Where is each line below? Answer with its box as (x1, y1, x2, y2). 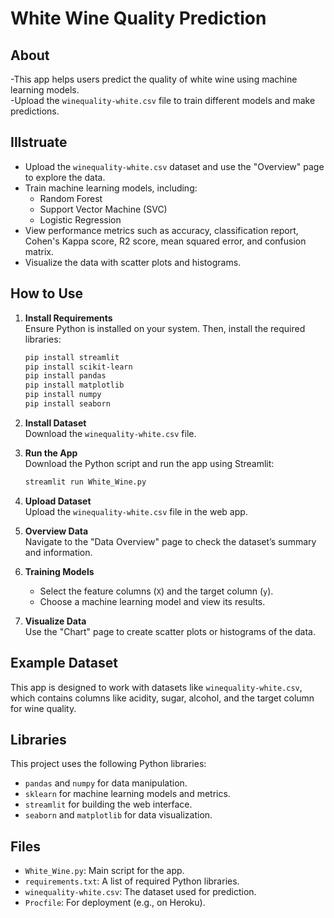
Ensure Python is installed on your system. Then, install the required (24, 322, 306, 334)
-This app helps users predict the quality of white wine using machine (10, 73, 298, 85)
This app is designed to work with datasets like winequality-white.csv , (10, 681, 303, 693)
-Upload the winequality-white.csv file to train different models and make (10, 95, 316, 106)
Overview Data (24, 525, 89, 537)
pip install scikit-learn (24, 362, 133, 372)
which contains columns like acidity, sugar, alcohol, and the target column (10, 692, 315, 704)
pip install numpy (24, 390, 102, 400)
